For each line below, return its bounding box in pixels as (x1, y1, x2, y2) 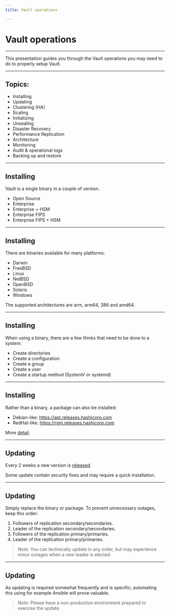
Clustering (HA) (12, 104, 46, 111)
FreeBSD (12, 265, 31, 271)
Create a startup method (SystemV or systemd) (12, 371, 111, 378)
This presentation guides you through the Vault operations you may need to (5, 55, 163, 61)
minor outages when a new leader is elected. (17, 552, 112, 558)
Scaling (12, 110, 29, 116)
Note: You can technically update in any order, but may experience (17, 546, 157, 553)
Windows (12, 292, 32, 298)
